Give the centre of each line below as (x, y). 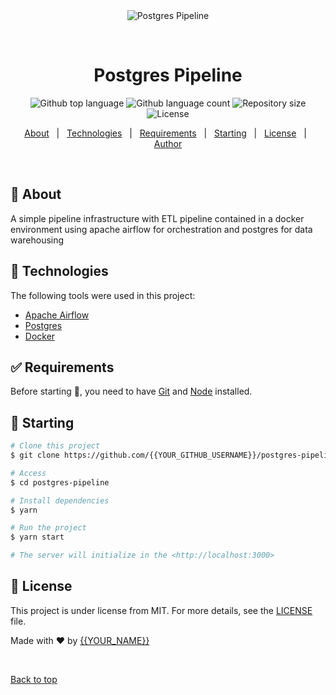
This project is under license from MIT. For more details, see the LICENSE (161, 610)
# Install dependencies (60, 500)
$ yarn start (37, 537)
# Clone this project (55, 446)
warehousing (37, 240)
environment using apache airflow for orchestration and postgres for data (161, 229)
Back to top (34, 679)
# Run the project (48, 528)
